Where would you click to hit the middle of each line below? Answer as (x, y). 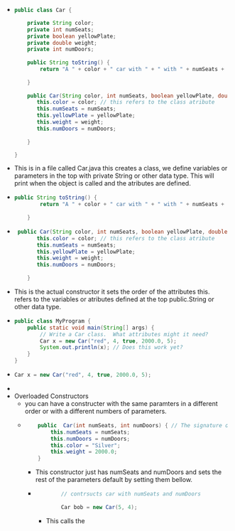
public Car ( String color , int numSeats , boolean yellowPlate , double (122, 232)
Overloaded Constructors (51, 396)
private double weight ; (62, 43)
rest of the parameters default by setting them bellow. (114, 480)
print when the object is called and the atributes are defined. (103, 183)
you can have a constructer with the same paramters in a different (121, 403)
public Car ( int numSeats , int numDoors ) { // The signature (130, 425)
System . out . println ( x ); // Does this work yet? (111, 348)
